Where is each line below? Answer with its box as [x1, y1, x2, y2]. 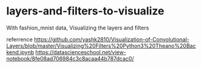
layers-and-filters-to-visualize [6, 4, 165, 18]
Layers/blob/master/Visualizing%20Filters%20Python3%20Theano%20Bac [6, 42, 196, 49]
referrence [6, 36, 33, 43]
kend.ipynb [6, 48, 35, 55]
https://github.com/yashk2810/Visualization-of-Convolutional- [34, 36, 190, 43]
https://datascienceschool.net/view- [35, 48, 126, 55]
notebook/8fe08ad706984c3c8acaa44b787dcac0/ [6, 55, 135, 62]
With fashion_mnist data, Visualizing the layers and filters [6, 24, 149, 31]
